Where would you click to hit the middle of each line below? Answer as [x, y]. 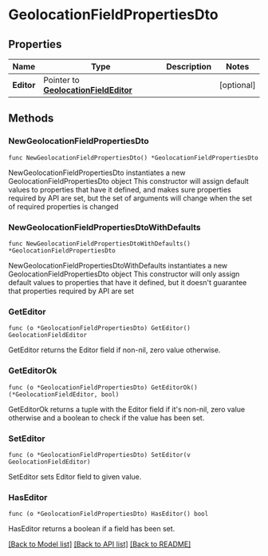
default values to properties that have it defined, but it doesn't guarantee [128, 282]
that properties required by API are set [71, 291]
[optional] [237, 85]
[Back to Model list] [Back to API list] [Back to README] [100, 544]
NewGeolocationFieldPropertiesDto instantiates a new [97, 173]
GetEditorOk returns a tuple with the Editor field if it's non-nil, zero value [127, 409]
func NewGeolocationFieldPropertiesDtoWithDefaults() [100, 244]
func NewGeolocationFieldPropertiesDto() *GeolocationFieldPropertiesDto [134, 157]
